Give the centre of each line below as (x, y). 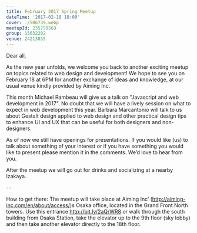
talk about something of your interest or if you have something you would (95, 146)
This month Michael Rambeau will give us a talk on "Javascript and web (93, 97)
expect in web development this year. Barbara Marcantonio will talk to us (94, 110)
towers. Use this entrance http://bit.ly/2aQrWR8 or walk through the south (96, 212)
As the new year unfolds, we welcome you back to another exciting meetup (97, 67)
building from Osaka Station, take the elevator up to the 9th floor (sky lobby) (98, 218)
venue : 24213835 (26, 39)
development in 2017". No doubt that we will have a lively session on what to (98, 103)
